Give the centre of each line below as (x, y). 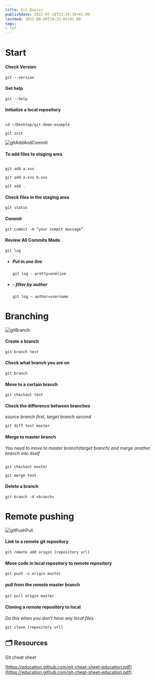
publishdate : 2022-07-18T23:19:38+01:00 (48, 14)
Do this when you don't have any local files (49, 618)
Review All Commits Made (33, 240)
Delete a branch (22, 486)
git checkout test (24, 395)
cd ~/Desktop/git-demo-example (38, 125)
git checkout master (27, 467)
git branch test (22, 352)
